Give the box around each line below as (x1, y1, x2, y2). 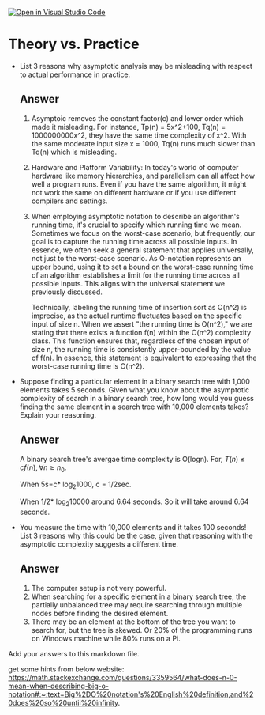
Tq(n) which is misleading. (31, 147, 118, 157)
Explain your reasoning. (19, 410, 97, 419)
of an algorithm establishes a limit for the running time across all (31, 270, 241, 280)
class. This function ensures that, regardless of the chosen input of (31, 336, 250, 346)
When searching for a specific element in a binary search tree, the (31, 592, 247, 601)
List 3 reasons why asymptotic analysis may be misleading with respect (19, 61, 252, 70)
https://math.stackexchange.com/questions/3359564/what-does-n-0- (8, 672, 237, 682)
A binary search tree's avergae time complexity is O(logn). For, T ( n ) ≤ (19, 454, 246, 463)
